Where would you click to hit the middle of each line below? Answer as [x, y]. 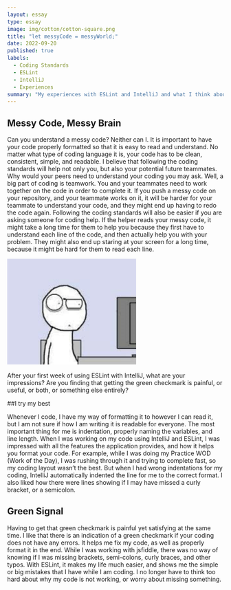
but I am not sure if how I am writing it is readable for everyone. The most [111, 424]
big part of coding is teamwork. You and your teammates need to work [107, 184]
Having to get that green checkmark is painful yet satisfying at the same [109, 528]
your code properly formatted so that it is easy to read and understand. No [113, 147]
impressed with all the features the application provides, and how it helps [111, 446]
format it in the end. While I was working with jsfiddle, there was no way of [113, 549]
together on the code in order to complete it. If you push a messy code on [112, 191]
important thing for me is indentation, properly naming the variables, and [110, 431]
